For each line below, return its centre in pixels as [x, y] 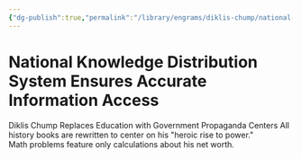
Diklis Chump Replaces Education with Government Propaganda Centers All [149, 125]
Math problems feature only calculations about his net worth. [122, 144]
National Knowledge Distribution [133, 62]
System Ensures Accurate [108, 81]
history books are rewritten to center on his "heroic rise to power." [131, 135]
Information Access [84, 100]
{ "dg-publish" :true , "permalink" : [71, 18]
